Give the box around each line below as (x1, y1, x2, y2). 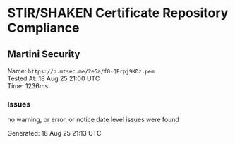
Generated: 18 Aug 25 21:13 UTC (7, 129, 102, 138)
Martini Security (7, 48, 80, 60)
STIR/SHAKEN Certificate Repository (7, 5, 229, 21)
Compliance (7, 20, 80, 36)
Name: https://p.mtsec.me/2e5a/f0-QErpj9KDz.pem (7, 67, 155, 75)
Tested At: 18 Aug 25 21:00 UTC (7, 74, 100, 83)
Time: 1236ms (7, 82, 49, 90)
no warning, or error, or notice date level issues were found (7, 115, 180, 124)
